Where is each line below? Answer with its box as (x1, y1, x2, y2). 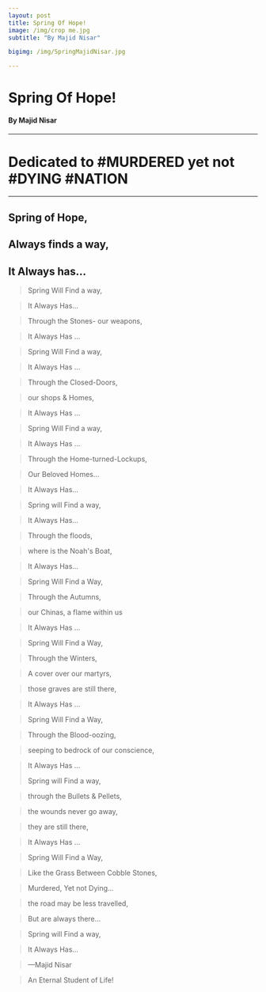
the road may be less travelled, (27, 899, 129, 908)
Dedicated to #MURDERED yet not (8, 153, 235, 171)
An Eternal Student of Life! (27, 975, 114, 985)
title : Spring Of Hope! (8, 19, 87, 27)
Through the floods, (27, 531, 93, 540)
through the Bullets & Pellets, (27, 792, 123, 801)
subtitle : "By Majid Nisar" (8, 33, 101, 42)
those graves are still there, (27, 684, 117, 694)
